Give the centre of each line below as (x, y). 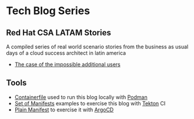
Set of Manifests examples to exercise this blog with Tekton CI (90, 103)
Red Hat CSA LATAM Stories (59, 33)
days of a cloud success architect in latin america (66, 53)
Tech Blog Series (48, 11)
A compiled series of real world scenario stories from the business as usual (97, 47)
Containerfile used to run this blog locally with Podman (81, 97)
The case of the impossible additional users (67, 64)
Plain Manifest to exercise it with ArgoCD (64, 110)
